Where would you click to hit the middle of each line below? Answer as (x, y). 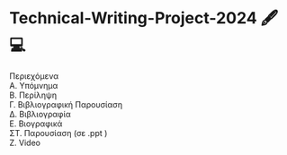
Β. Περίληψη (33, 95)
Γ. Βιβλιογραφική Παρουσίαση (66, 104)
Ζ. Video (25, 142)
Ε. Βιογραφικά (36, 124)
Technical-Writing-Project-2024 (134, 18)
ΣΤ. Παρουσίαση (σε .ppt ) (58, 133)
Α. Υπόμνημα (34, 85)
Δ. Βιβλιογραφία (40, 114)
